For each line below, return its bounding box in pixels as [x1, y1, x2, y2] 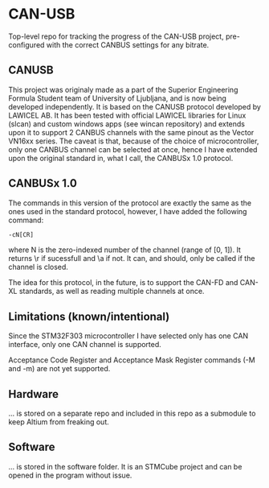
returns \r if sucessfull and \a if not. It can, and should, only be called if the [8, 254, 255, 263]
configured [8, 39, 45, 49]
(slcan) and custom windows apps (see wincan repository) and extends [8, 118, 246, 129]
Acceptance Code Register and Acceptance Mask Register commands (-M [8, 355, 255, 365]
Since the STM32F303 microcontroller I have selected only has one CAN [8, 331, 249, 341]
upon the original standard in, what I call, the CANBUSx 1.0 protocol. [8, 153, 234, 163]
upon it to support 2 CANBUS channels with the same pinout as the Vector [8, 127, 255, 137]
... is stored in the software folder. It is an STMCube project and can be [8, 461, 243, 471]
